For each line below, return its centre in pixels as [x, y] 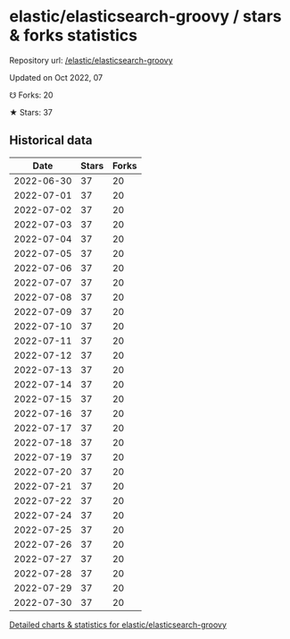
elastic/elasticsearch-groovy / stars [145, 17]
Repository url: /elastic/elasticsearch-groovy [91, 60]
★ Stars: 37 [31, 112]
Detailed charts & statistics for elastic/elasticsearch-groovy [118, 625]
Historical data [51, 141]
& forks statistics [74, 35]
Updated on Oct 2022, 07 [56, 77]
